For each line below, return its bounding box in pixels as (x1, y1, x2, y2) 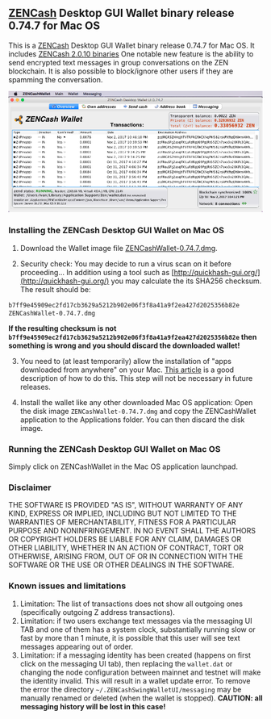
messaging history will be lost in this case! (19, 701, 166, 711)
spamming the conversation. (8, 74, 103, 84)
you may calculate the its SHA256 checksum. (110, 276, 262, 286)
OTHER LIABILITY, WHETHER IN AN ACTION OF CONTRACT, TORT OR (8, 543, 244, 553)
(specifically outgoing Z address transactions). (19, 607, 175, 617)
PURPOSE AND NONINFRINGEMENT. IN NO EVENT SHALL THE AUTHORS (8, 526, 256, 536)
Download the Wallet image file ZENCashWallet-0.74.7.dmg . (19, 243, 218, 253)
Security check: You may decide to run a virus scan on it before (19, 258, 231, 269)
